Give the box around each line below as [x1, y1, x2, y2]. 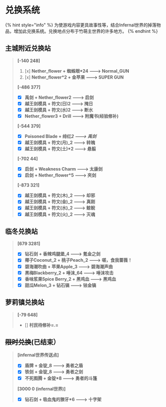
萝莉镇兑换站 [5, 298, 45, 306]
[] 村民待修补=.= [24, 322, 58, 328]
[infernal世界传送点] [17, 352, 59, 358]
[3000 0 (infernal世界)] [17, 386, 66, 392]
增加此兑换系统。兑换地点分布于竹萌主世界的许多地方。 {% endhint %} [13, 28, 158, 34]
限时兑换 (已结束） [5, 338, 60, 346]
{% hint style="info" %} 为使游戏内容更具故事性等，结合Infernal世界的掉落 [5, 22, 157, 28]
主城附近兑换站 [5, 44, 51, 53]
